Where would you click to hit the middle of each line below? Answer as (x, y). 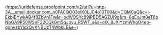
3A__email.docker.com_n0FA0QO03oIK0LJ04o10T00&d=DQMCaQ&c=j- (78, 12)
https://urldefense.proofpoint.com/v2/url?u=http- (56, 7)
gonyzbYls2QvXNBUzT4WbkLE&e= (41, 27)
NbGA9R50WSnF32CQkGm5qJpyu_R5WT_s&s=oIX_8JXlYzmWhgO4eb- (78, 22)
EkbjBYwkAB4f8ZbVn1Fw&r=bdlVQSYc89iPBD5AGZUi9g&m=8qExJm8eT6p (82, 17)
